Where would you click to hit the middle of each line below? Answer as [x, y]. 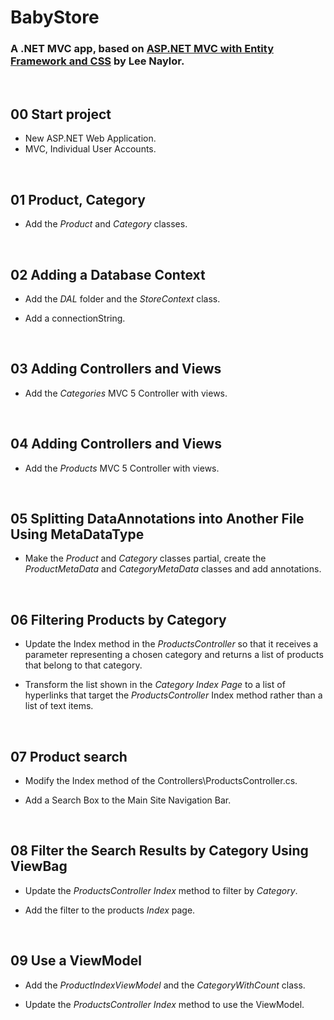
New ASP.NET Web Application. [90, 138]
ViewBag [39, 866]
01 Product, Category [78, 199]
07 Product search [69, 756]
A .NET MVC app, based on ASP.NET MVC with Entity [142, 49]
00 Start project [61, 114]
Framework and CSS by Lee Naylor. [97, 61]
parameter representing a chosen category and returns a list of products [174, 655]
